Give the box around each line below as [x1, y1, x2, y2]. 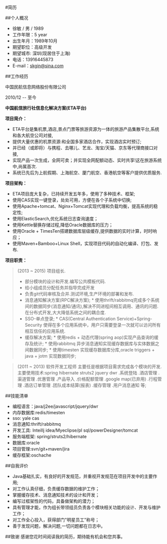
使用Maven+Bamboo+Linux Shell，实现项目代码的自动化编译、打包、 [12, 241, 154, 246]
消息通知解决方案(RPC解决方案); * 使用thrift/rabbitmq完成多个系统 [24, 297, 160, 303]
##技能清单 [5, 393, 28, 399]
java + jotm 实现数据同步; [24, 353, 77, 359]
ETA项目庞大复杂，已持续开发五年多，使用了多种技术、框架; [12, 191, 135, 196]
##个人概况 [5, 15, 28, 21]
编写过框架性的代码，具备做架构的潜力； [12, 498, 95, 504]
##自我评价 [5, 463, 28, 468]
